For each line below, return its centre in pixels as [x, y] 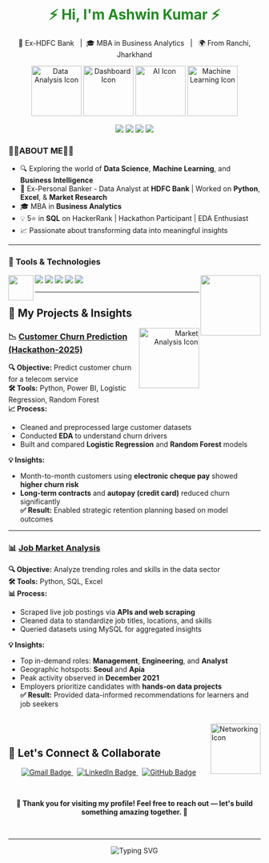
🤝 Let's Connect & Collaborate [85, 753]
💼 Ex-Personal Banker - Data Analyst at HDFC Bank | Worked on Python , [140, 189]
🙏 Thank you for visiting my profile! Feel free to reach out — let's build [134, 804]
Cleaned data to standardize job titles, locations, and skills [116, 620]
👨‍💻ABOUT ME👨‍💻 [41, 150]
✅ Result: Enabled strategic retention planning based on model [124, 510]
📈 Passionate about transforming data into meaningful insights [124, 231]
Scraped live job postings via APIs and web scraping [108, 611]
